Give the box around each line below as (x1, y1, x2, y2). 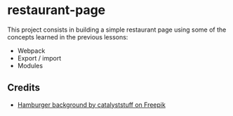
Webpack (17, 46, 46, 55)
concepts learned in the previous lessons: (7, 32, 128, 41)
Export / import (17, 53, 62, 62)
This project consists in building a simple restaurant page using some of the (7, 25, 227, 34)
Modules (17, 61, 44, 70)
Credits (7, 82, 41, 94)
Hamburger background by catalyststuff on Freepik (17, 101, 166, 109)
